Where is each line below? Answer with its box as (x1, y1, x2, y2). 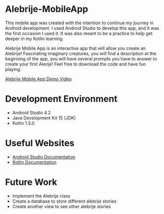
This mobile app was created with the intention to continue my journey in (5, 20, 154, 26)
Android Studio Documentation (12, 154, 76, 160)
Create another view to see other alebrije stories (12, 203, 111, 209)
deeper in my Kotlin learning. (5, 36, 64, 42)
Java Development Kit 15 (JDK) (12, 115, 76, 121)
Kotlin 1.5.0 (12, 120, 35, 126)
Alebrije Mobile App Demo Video (5, 76, 72, 82)
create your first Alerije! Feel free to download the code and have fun (5, 61, 146, 67)
